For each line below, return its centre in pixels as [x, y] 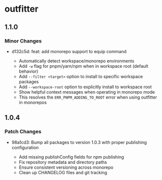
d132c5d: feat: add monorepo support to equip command [69, 51]
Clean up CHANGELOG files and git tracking [63, 172]
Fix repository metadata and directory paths [63, 162]
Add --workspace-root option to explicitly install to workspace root [85, 87]
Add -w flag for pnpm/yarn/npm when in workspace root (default [84, 66]
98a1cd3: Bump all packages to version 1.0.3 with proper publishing [79, 142]
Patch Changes [23, 132]
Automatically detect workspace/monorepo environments [77, 61]
